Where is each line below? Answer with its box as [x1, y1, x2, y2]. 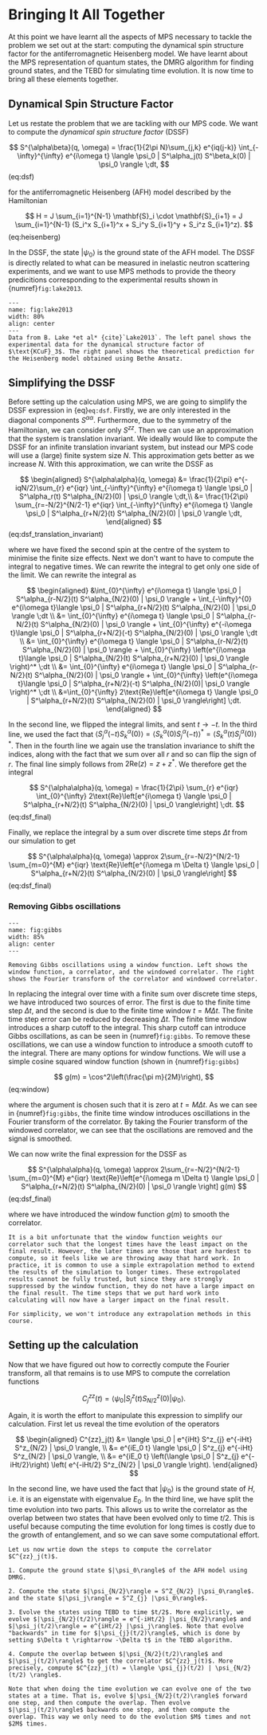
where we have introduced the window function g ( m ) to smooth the [8, 1209, 230, 1219]
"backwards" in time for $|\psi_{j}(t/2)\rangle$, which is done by [8, 1629, 241, 1637]
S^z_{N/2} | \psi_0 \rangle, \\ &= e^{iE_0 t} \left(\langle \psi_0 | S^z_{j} [13, 1451, 240, 1461]
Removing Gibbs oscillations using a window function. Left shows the [8, 961, 248, 969]
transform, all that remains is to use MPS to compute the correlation [8, 1368, 230, 1377]
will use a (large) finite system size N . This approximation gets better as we [8, 450, 255, 460]
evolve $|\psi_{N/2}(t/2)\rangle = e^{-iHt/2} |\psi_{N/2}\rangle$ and [8, 1615, 251, 1623]
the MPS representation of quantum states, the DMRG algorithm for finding [8, 57, 253, 67]
